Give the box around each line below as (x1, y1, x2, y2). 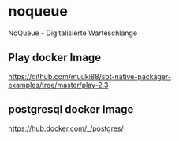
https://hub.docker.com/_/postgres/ (8, 124, 124, 133)
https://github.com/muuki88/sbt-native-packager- (8, 71, 172, 81)
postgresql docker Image (8, 103, 134, 116)
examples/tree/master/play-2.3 (8, 80, 109, 89)
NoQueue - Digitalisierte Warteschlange (8, 28, 138, 38)
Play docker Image (8, 51, 101, 64)
